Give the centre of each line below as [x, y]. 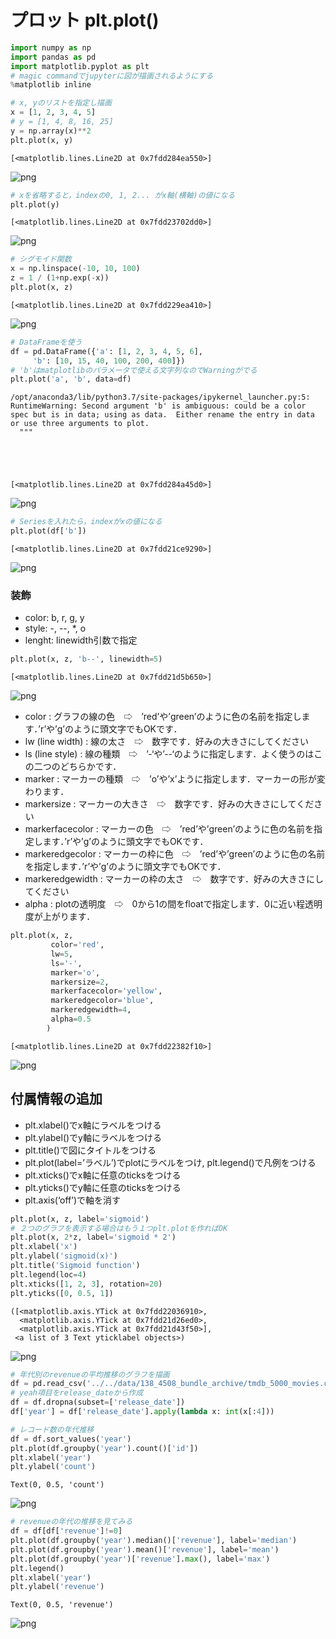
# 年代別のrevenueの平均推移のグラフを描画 [90, 1374]
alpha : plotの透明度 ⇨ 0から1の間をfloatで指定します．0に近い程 [164, 904]
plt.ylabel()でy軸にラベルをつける [93, 1137]
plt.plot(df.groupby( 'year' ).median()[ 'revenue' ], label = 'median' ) [154, 1541]
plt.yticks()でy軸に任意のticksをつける [103, 1187]
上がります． [69, 917]
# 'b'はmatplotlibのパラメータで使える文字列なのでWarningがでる [134, 370]
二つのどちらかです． [77, 767]
